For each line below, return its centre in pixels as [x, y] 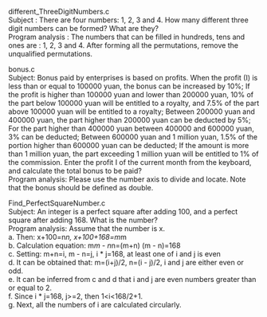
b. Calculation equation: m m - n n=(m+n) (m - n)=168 [94, 245]
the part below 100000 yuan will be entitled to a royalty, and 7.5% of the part [134, 103]
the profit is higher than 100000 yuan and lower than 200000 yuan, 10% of [131, 94]
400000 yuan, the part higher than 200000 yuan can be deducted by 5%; [130, 120]
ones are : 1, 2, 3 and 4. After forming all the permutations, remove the [124, 45]
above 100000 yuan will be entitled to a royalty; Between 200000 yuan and [132, 112]
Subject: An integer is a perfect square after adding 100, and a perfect [123, 211]
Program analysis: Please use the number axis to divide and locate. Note [127, 179]
